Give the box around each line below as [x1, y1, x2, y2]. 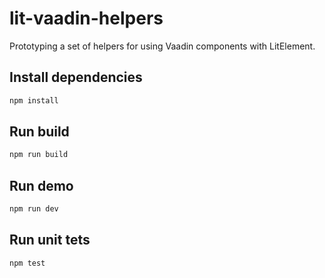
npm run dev [9, 204, 59, 214]
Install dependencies [9, 69, 143, 86]
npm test [9, 258, 46, 268]
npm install [9, 95, 59, 106]
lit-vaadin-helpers [9, 7, 164, 30]
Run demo [9, 177, 74, 194]
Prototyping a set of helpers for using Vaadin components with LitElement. [9, 40, 316, 52]
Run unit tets [9, 232, 91, 249]
